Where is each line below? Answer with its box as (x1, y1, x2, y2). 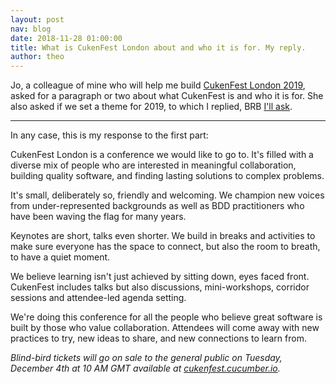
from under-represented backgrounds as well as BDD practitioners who (10, 200, 305, 212)
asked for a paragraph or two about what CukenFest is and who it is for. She (10, 90, 324, 102)
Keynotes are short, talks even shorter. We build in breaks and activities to (10, 230, 316, 242)
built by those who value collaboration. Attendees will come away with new (10, 322, 320, 334)
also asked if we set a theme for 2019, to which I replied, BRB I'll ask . (10, 101, 293, 113)
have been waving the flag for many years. (10, 211, 187, 223)
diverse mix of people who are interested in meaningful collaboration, (10, 159, 297, 171)
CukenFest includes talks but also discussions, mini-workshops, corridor (10, 281, 310, 293)
